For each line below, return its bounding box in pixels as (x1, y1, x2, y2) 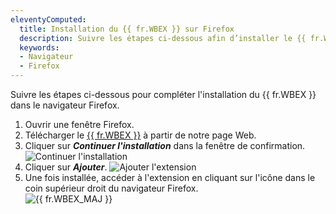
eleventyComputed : (10, 14, 87, 25)
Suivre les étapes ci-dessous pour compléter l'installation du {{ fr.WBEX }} (10, 89, 317, 100)
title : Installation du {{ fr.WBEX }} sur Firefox (19, 24, 235, 34)
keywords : (19, 42, 60, 53)
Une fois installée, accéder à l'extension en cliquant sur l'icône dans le (24, 172, 316, 183)
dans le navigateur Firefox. (10, 99, 120, 111)
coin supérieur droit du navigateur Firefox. (24, 182, 199, 194)
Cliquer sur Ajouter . (24, 161, 108, 173)
